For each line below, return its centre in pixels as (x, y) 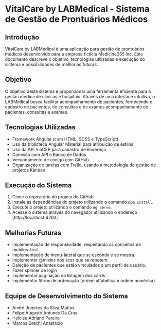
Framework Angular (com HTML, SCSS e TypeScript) (65, 139)
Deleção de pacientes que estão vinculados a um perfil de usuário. (79, 265)
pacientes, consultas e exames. (37, 112)
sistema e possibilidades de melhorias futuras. (52, 64)
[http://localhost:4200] (35, 218)
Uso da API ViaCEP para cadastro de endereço (59, 149)
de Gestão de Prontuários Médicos (77, 19)
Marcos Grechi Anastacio (37, 323)
